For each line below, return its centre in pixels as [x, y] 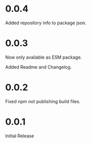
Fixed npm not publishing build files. [43, 101]
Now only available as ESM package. [44, 57]
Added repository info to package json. [46, 23]
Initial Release [20, 136]
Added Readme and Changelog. [38, 67]
